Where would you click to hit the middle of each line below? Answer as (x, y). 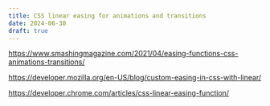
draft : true (28, 31)
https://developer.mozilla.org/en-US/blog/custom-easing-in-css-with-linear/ (135, 78)
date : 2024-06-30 (37, 23)
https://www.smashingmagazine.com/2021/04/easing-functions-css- (123, 54)
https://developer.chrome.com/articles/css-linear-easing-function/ (119, 93)
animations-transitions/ (47, 62)
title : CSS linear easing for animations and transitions (107, 16)
